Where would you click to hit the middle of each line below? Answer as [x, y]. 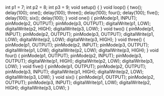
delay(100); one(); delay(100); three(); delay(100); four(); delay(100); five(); [82, 13]
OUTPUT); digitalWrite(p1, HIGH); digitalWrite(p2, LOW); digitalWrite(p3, [80, 61]
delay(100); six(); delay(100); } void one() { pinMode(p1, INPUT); [71, 18]
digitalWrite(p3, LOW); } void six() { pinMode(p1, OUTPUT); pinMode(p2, [80, 77]
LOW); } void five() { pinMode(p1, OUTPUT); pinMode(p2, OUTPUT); [76, 66]
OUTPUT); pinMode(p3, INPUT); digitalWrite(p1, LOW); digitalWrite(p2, [78, 82]
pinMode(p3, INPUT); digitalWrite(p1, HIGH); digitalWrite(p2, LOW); [74, 72]
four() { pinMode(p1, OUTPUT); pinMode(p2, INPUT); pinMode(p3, [74, 56]
